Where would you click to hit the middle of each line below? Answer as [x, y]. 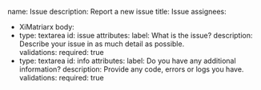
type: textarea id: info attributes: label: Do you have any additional [128, 61]
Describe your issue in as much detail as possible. [102, 44]
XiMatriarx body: [47, 27]
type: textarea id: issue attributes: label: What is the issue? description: [136, 35]
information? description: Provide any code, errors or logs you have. [131, 69]
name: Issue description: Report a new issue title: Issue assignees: [117, 12]
